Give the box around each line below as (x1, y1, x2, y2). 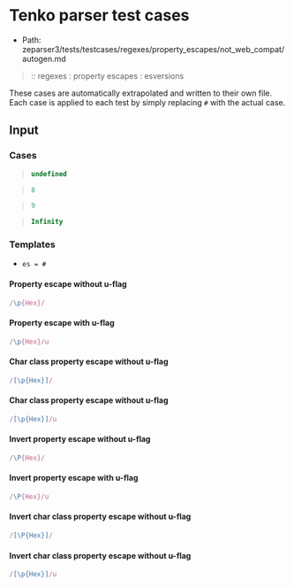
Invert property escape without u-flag (9, 434, 151, 444)
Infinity (30, 218, 64, 227)
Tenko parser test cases (9, 5, 190, 26)
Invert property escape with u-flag (9, 473, 139, 483)
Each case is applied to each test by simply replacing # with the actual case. (9, 97, 286, 107)
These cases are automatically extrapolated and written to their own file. (9, 88, 273, 98)
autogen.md (21, 53, 66, 64)
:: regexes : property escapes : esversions (30, 70, 185, 81)
